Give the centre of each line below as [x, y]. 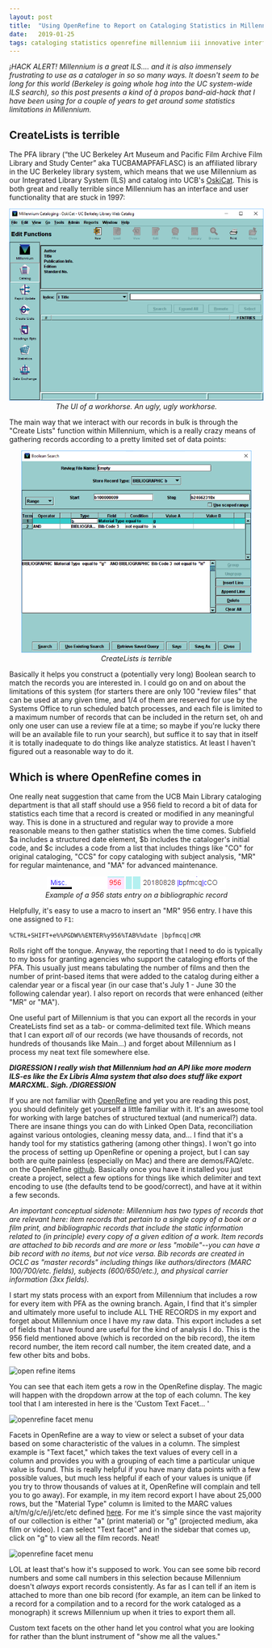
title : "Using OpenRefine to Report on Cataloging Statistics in [123, 25]
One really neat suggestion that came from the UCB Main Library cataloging [135, 797]
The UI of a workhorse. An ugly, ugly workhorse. [136, 407]
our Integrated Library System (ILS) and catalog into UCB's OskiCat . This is [134, 180]
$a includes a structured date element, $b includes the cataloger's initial [129, 840]
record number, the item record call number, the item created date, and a [130, 1347]
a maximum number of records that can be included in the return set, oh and [136, 717]
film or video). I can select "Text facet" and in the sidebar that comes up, [130, 1530]
